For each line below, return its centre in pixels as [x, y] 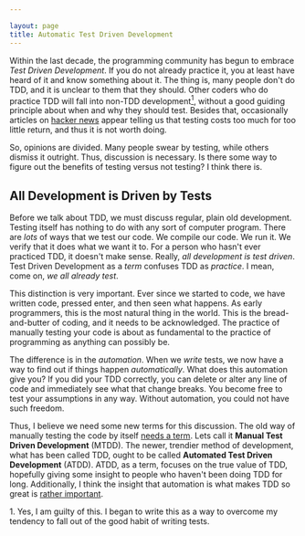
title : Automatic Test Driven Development [91, 34]
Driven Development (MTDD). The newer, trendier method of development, [152, 445]
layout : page [34, 26]
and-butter [30, 322]
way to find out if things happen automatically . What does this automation [148, 369]
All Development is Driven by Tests [111, 196]
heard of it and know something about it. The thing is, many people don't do [152, 79]
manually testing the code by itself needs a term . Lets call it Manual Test [146, 436]
